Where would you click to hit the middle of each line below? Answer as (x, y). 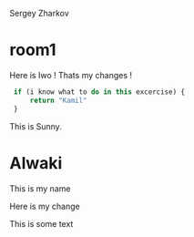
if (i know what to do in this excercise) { (99, 92)
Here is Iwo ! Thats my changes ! (71, 75)
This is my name (40, 188)
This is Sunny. (36, 126)
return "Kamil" (59, 100)
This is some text (41, 223)
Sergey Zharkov (40, 13)
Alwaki (36, 163)
